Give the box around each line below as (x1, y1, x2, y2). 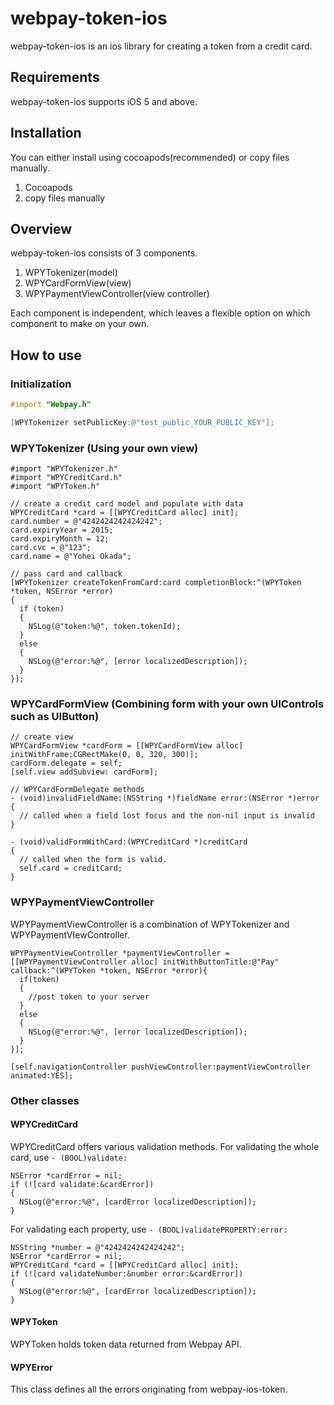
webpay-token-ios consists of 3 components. (10, 247, 198, 259)
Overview (10, 220, 73, 237)
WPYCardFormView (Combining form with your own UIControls (10, 697, 325, 711)
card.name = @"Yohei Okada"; (10, 552, 132, 562)
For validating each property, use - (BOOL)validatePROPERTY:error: (10, 1223, 288, 1235)
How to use (10, 347, 82, 364)
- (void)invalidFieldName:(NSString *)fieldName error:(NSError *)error (10, 793, 320, 804)
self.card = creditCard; (19, 863, 123, 874)
